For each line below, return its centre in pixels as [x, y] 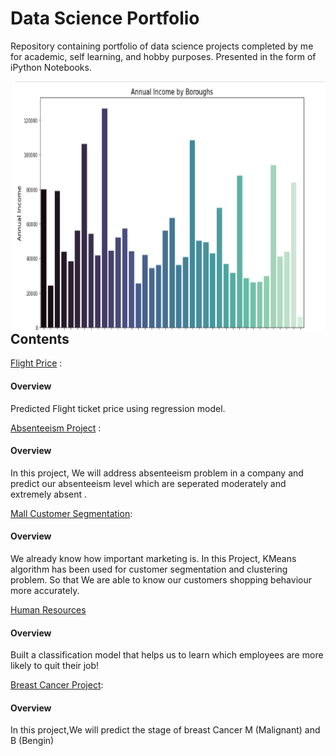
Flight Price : [36, 363]
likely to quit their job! [55, 666]
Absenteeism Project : [56, 428]
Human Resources [48, 609]
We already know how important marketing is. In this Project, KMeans [153, 558]
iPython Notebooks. [51, 67]
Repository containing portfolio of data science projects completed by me [162, 46]
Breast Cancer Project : [57, 685]
